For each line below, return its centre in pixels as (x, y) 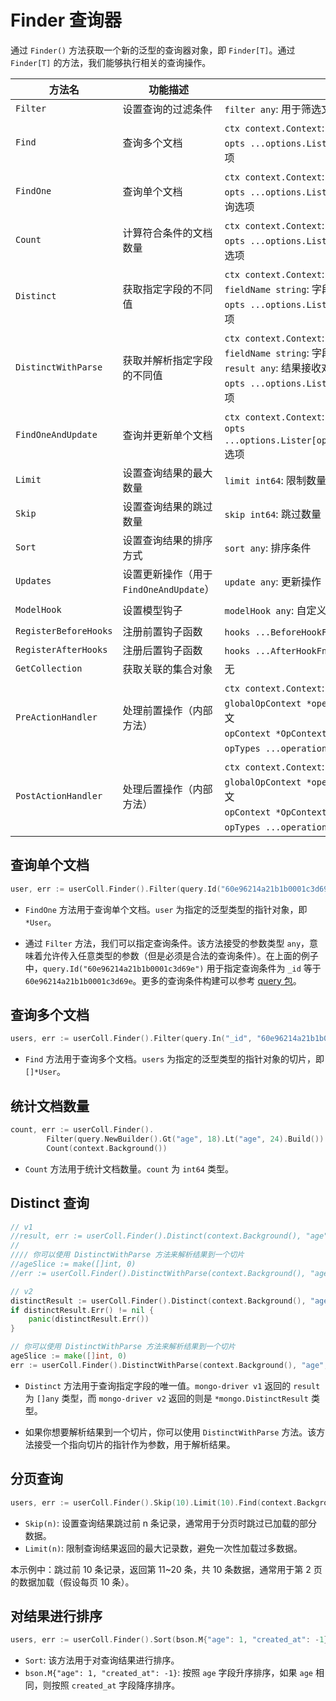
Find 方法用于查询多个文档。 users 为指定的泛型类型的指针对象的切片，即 (174, 1059)
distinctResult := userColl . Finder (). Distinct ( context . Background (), (158, 1301)
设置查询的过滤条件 (167, 109)
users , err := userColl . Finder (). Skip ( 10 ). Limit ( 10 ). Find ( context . (154, 1502)
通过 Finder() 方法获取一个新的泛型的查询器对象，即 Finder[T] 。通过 (153, 50)
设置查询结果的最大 (167, 473)
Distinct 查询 (50, 1203)
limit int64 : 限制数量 (275, 480)
